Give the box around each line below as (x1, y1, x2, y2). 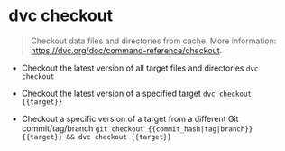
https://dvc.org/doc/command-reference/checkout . (30, 44, 223, 55)
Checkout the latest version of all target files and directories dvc (21, 62, 259, 73)
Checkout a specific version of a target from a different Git (21, 113, 239, 124)
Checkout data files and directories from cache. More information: (30, 35, 277, 46)
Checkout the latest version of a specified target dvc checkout (21, 88, 252, 99)
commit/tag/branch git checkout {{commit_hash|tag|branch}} (21, 123, 253, 134)
